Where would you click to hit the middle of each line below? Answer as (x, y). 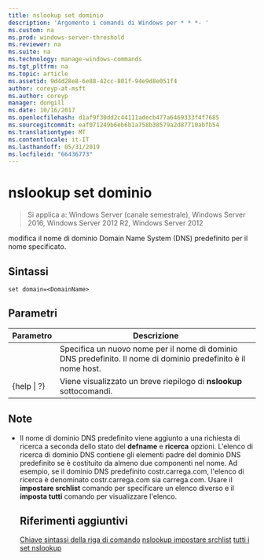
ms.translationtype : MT (47, 132)
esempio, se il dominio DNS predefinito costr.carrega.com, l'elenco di (132, 471)
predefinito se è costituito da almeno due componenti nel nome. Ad (128, 463)
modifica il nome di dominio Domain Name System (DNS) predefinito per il (128, 238)
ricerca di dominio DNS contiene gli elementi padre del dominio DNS (130, 454)
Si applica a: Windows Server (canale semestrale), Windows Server (136, 215)
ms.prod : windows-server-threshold (66, 37)
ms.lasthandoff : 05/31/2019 (54, 147)
